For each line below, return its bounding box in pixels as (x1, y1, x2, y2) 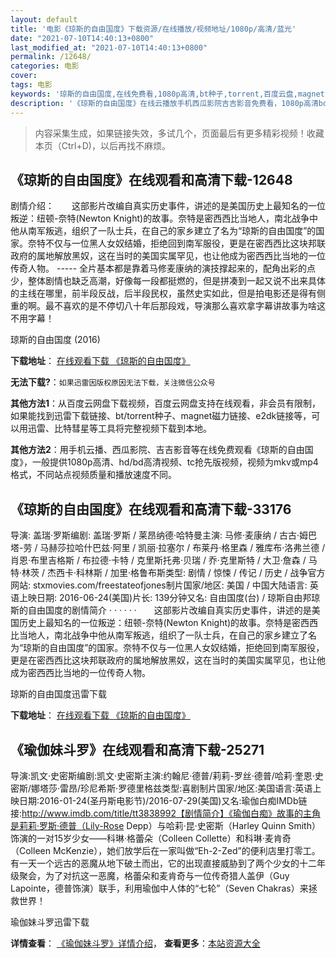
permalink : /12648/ (10, 52, 92, 62)
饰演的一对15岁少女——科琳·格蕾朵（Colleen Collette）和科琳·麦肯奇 (10, 832, 292, 844)
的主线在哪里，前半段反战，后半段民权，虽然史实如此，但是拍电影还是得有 (10, 287, 317, 300)
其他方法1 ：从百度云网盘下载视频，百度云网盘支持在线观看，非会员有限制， (10, 397, 322, 410)
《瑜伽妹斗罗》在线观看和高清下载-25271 (10, 741, 265, 758)
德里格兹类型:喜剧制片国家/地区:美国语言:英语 (126, 782, 313, 794)
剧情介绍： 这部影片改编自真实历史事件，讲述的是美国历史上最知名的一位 (10, 200, 326, 212)
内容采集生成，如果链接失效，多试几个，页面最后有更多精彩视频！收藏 (34, 127, 325, 139)
